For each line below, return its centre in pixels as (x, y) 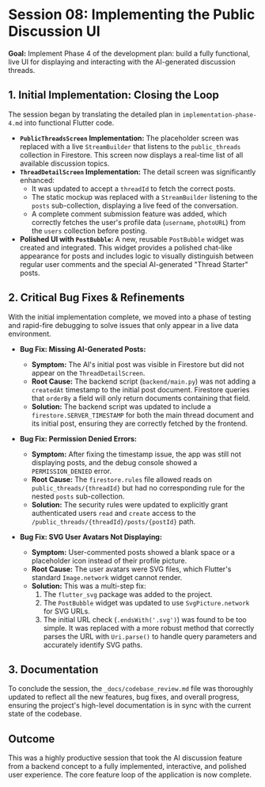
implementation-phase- (219, 115)
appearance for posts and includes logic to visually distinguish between (136, 256)
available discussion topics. (64, 163)
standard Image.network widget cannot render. (107, 577)
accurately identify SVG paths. (93, 644)
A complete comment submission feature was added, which (129, 214)
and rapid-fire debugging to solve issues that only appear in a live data (123, 325)
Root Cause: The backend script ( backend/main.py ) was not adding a (144, 381)
